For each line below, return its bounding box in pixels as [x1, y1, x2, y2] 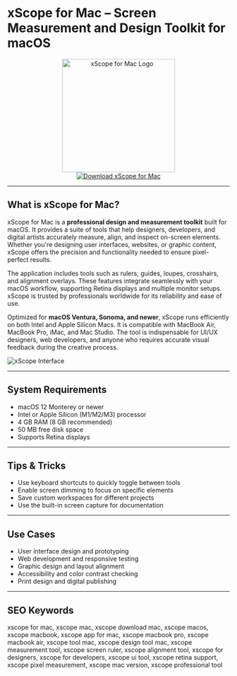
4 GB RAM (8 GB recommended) [17, 418, 113, 426]
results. [30, 255, 52, 263]
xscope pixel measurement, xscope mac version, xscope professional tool [7, 660, 223, 669]
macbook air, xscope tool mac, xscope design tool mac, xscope [7, 638, 193, 646]
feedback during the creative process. [7, 343, 119, 351]
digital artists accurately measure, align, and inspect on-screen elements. [7, 232, 221, 241]
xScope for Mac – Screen [7, 5, 157, 21]
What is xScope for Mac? [7, 199, 120, 211]
